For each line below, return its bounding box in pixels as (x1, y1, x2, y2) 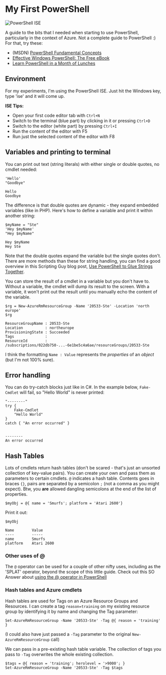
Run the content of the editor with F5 (12, 128, 88, 134)
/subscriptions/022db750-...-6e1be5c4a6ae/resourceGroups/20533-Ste (5, 343, 150, 348)
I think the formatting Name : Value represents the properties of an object (5, 351, 155, 357)
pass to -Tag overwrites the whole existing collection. (5, 651, 114, 657)
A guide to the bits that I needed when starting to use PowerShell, (5, 29, 139, 35)
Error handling (5, 371, 51, 379)
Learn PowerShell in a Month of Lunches (12, 60, 96, 66)
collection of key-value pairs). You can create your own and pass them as (5, 470, 156, 476)
